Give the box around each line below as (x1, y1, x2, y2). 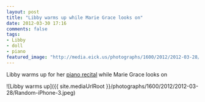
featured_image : (6, 54, 48, 60)
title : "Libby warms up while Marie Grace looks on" (6, 15, 143, 21)
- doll (6, 43, 23, 49)
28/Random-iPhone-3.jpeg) (6, 89, 76, 96)
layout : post (6, 8, 40, 15)
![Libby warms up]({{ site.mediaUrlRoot (6, 83, 105, 90)
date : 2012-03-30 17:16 (6, 20, 67, 26)
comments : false (6, 25, 48, 32)
